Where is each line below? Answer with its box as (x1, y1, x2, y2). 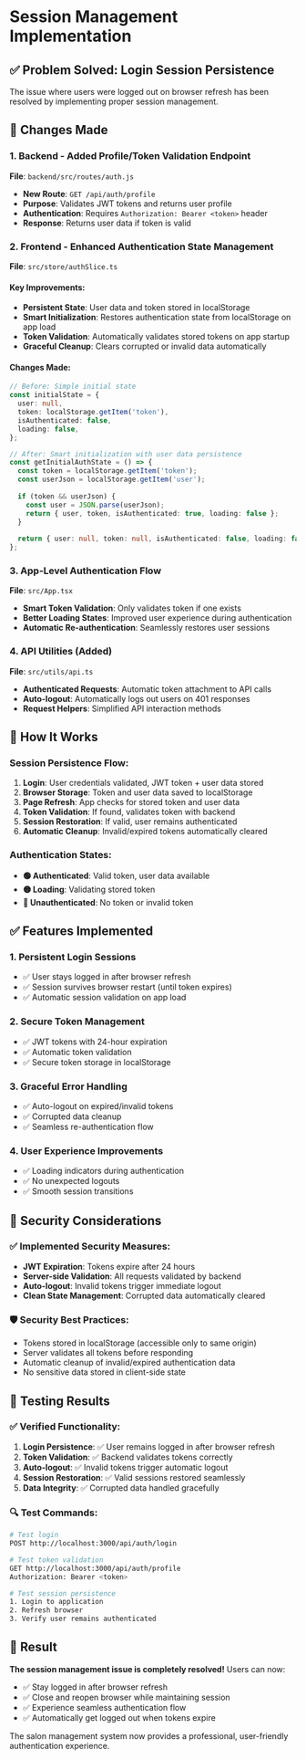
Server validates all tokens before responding (22, 1347, 194, 1358)
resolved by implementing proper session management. (9, 96, 219, 107)
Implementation (9, 26, 132, 47)
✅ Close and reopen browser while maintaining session (22, 1692, 230, 1702)
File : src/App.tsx (9, 585, 73, 596)
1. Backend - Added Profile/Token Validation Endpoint (9, 150, 251, 162)
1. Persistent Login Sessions (9, 950, 137, 963)
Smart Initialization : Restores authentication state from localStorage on (22, 312, 291, 323)
